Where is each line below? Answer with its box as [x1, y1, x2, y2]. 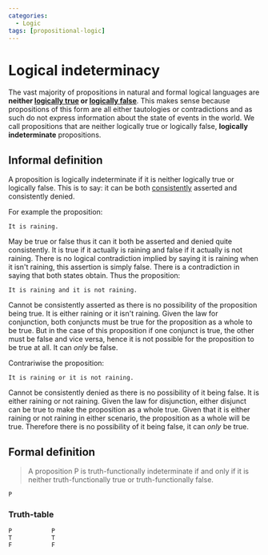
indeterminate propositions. [8, 130, 102, 140]
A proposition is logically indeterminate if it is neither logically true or [8, 175, 234, 184]
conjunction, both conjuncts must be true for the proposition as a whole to [8, 317, 253, 327]
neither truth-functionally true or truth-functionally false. [27, 474, 214, 485]
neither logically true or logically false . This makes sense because [8, 96, 230, 106]
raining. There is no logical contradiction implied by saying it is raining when [8, 254, 258, 263]
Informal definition [8, 153, 103, 167]
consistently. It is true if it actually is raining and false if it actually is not [8, 245, 242, 255]
